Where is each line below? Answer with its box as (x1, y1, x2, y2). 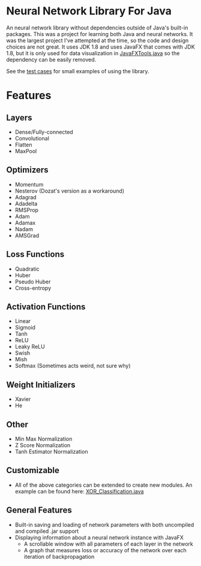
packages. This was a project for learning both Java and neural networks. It (6, 30, 193, 37)
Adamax (14, 219, 36, 226)
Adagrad (14, 193, 37, 200)
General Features (6, 505, 72, 516)
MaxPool (14, 147, 37, 154)
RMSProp (14, 206, 39, 214)
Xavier (14, 396, 31, 403)
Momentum (14, 181, 44, 188)
